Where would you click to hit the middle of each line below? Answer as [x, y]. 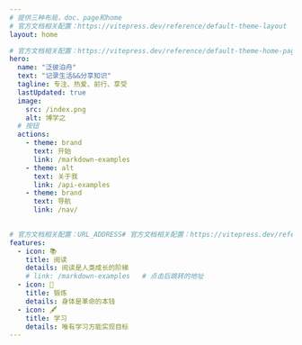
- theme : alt [50, 168]
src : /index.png [56, 109]
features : [28, 243]
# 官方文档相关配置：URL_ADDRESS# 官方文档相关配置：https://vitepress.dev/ [144, 234]
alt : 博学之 [46, 118]
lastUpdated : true [52, 92]
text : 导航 [52, 202]
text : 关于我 [55, 177]
